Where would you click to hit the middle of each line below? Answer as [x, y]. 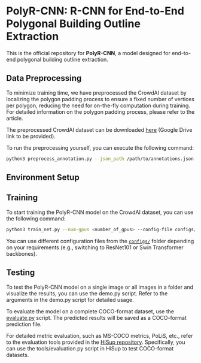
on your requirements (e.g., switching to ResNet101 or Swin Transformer [95, 247]
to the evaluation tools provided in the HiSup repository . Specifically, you [96, 342]
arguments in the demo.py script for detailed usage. [70, 300]
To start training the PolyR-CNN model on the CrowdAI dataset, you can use [100, 212]
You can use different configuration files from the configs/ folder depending [100, 241]
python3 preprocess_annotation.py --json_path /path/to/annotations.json [100, 159]
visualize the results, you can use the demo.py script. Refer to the [87, 293]
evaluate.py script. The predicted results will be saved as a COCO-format [96, 317]
